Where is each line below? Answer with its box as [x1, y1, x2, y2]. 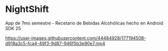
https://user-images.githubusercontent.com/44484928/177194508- [5, 35, 146, 41]
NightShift [5, 3, 49, 15]
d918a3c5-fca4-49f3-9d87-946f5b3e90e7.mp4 [5, 40, 105, 46]
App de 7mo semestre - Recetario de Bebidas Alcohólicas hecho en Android [5, 20, 163, 26]
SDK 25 [5, 25, 21, 31]
